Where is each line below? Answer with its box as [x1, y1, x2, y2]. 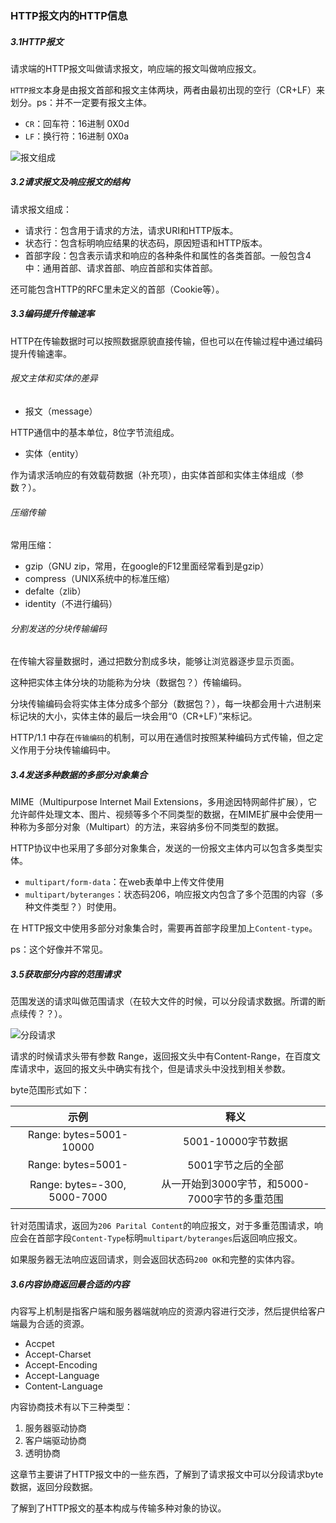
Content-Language [24, 1380, 103, 1392]
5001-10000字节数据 [183, 1135, 288, 1149]
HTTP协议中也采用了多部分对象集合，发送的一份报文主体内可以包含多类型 [10, 842, 315, 854]
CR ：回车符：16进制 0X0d [24, 117, 130, 129]
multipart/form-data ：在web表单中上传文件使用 [24, 876, 225, 888]
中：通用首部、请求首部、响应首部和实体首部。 [24, 262, 218, 274]
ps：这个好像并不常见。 [10, 943, 108, 956]
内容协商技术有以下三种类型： [10, 1401, 133, 1413]
